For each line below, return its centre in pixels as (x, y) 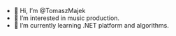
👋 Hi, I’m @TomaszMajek (50, 11)
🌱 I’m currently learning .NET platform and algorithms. (91, 25)
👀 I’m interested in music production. (67, 18)
